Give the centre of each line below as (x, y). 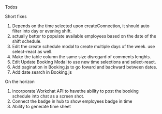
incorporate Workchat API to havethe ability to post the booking (75, 91)
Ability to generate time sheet (41, 106)
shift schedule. (27, 41)
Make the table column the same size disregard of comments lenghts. (81, 57)
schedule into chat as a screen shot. (48, 96)
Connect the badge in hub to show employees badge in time (72, 101)
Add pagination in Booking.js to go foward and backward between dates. (84, 67)
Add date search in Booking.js (42, 72)
